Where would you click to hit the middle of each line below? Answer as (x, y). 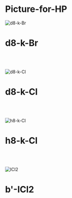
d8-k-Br (22, 43)
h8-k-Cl (21, 141)
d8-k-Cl (21, 92)
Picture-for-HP (36, 9)
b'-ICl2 (20, 189)
